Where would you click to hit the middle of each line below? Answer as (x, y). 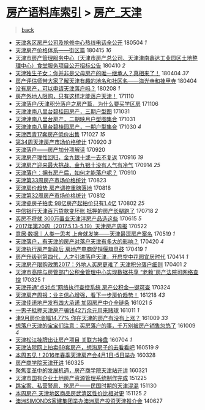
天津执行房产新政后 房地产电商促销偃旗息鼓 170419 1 (81, 249)
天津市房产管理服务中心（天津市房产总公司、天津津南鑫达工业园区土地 (104, 58)
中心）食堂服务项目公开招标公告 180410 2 (73, 65)
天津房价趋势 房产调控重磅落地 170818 (63, 188)
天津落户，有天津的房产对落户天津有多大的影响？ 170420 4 (89, 241)
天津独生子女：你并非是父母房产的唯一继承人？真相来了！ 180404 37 (102, 73)
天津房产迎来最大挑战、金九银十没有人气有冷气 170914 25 (88, 165)
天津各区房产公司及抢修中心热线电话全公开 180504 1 (81, 42)
